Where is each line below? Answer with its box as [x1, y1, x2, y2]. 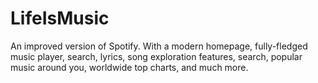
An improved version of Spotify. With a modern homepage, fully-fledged [10, 40, 308, 52]
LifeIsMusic [10, 7, 110, 30]
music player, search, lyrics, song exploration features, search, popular [10, 50, 303, 62]
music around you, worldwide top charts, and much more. [10, 61, 249, 73]
